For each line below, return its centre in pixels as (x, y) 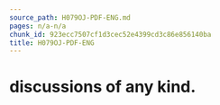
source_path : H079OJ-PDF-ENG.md (70, 17)
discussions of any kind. (103, 87)
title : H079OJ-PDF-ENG (52, 43)
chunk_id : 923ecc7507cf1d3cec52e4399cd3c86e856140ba (110, 34)
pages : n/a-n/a (38, 26)
